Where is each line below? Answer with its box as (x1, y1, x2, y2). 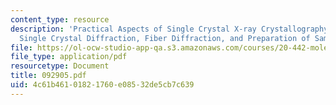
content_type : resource (10, 14, 110, 25)
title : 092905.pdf (10, 71, 87, 81)
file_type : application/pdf (10, 52, 128, 62)
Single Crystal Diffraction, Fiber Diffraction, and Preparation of (19, 33, 311, 43)
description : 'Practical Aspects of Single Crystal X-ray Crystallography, (10, 24, 333, 34)
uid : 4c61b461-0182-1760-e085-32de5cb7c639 (10, 80, 195, 90)
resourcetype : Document (10, 61, 110, 71)
